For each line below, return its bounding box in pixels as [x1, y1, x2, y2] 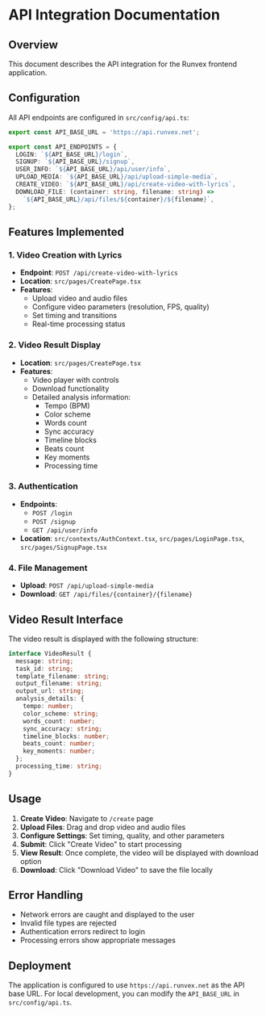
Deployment [8, 958, 72, 972]
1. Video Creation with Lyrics [8, 249, 123, 260]
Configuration [8, 91, 81, 105]
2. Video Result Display [8, 339, 102, 350]
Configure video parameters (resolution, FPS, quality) [31, 302, 210, 312]
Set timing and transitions [31, 311, 118, 321]
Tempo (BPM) [44, 401, 90, 410]
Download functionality [31, 384, 110, 393]
